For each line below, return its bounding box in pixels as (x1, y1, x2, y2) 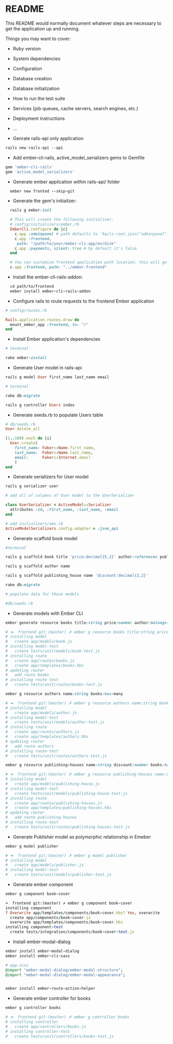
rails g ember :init (10, 208, 52, 213)
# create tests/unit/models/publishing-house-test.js (5, 791, 128, 796)
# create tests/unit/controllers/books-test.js (5, 1034, 114, 1039)
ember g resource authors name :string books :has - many (5, 692, 124, 697)
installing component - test (5, 925, 63, 930)
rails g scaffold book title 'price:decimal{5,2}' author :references (5, 554, 158, 560)
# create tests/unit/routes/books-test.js (5, 682, 102, 687)
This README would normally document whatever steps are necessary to (5, 20, 162, 26)
